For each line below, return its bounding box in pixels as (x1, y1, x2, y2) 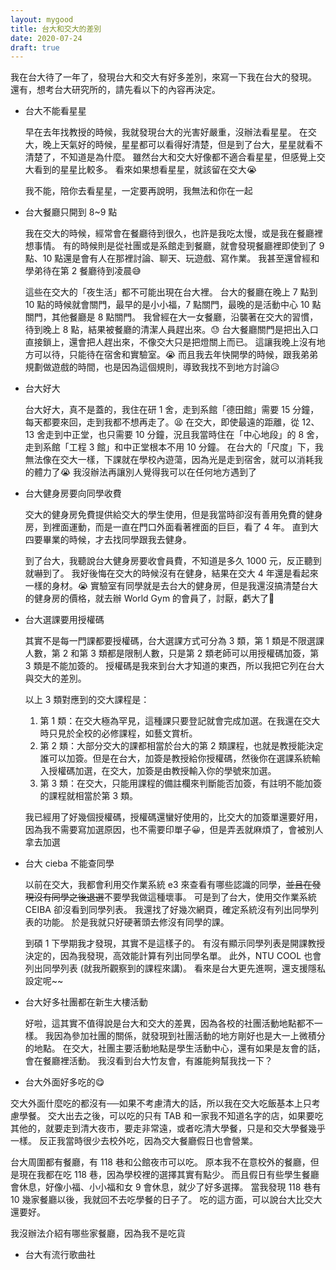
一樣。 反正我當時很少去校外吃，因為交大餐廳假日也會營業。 (10, 1135, 258, 1147)
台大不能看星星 (24, 105, 87, 117)
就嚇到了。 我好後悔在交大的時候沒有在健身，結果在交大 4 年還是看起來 (24, 567, 319, 580)
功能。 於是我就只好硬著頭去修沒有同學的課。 (42, 916, 230, 928)
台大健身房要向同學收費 (24, 487, 122, 500)
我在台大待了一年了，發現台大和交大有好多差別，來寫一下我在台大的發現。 (10, 71, 317, 83)
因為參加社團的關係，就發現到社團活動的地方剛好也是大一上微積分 (53, 1030, 326, 1042)
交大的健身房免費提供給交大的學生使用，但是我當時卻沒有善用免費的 (24, 509, 306, 521)
